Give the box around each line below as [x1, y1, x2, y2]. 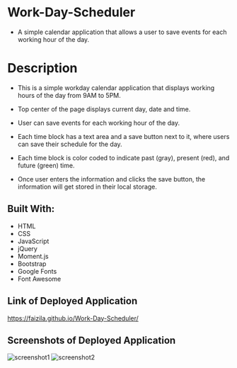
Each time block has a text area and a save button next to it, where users [17, 132, 230, 140]
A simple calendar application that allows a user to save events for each [17, 28, 227, 36]
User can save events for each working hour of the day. [17, 118, 180, 127]
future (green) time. [17, 161, 75, 169]
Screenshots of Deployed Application [7, 334, 176, 346]
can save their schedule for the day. [17, 140, 122, 148]
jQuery [17, 244, 37, 252]
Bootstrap [17, 260, 47, 268]
